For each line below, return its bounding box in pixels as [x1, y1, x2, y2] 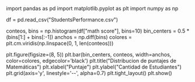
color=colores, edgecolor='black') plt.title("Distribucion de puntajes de [6, 58, 177, 64]
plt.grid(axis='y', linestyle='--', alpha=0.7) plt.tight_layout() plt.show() [6, 70, 172, 76]
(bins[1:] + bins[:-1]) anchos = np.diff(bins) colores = [6, 34, 133, 40]
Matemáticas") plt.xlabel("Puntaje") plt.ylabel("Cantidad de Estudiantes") [6, 63, 182, 70]
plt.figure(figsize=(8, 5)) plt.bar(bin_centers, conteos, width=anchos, [6, 51, 172, 58]
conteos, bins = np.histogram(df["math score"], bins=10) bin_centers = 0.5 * [6, 27, 190, 34]
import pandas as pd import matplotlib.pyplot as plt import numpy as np [6, 5, 179, 12]
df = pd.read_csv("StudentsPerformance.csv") [6, 16, 119, 23]
